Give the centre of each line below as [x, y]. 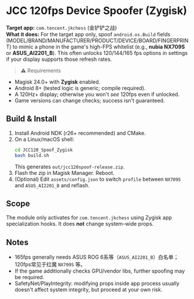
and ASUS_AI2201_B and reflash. [52, 185]
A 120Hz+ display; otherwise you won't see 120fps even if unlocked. [97, 94]
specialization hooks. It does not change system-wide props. [80, 224]
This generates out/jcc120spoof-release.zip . [69, 166]
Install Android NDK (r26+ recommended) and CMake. [80, 133]
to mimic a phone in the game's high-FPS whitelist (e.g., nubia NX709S [99, 47]
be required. [29, 277]
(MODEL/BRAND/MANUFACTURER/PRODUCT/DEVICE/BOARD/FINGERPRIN [97, 40]
